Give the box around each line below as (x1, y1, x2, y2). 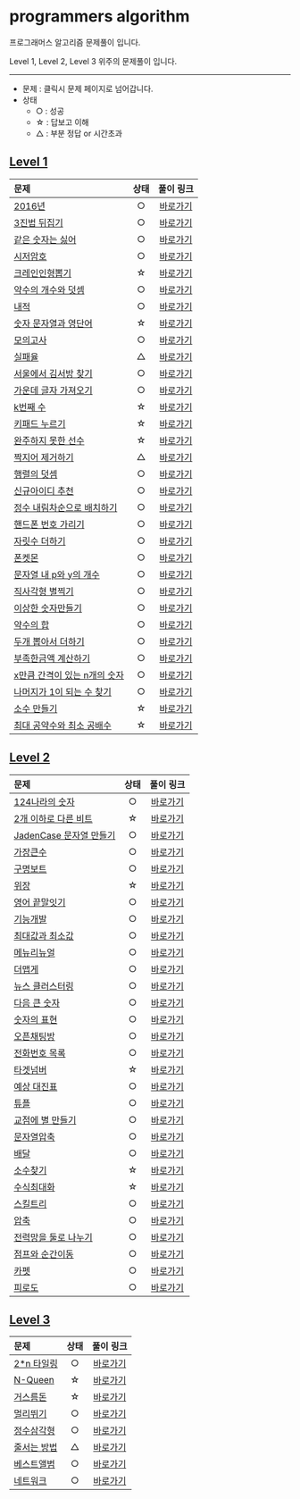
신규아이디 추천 (13, 484, 74, 497)
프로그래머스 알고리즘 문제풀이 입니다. (9, 37, 141, 47)
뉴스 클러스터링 (13, 980, 74, 992)
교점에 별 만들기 (13, 1114, 77, 1126)
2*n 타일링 (13, 1358, 58, 1370)
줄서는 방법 (13, 1441, 58, 1453)
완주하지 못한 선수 (13, 434, 85, 447)
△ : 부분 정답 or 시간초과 (35, 128, 123, 138)
